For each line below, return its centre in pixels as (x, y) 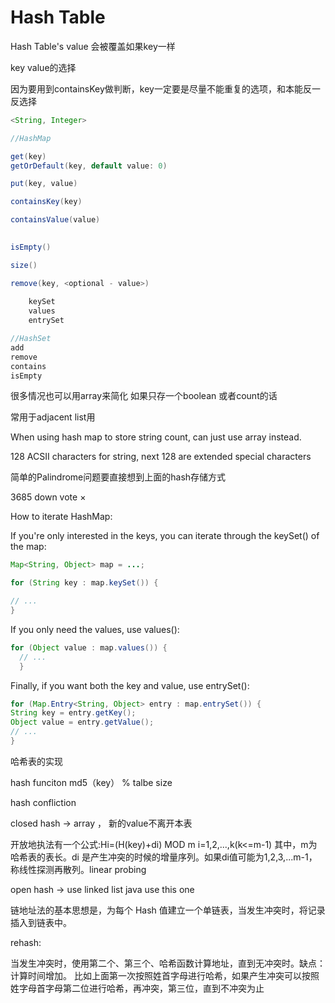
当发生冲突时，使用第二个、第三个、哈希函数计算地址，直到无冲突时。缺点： (168, 963)
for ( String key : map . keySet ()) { (84, 583)
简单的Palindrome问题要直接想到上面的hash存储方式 (118, 477)
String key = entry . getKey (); (73, 713)
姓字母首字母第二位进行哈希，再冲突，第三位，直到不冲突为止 (137, 988)
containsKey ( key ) (46, 202)
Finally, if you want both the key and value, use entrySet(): (130, 685)
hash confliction (43, 802)
